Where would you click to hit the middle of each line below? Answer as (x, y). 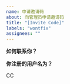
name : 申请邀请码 (25, 12)
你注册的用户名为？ (29, 64)
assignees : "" (24, 34)
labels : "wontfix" (29, 28)
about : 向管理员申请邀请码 (35, 17)
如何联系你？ (21, 51)
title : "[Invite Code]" (35, 22)
